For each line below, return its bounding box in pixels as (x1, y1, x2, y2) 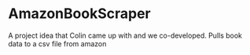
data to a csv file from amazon (8, 38, 107, 48)
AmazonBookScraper (8, 5, 151, 23)
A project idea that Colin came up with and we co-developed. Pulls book (8, 31, 242, 40)
